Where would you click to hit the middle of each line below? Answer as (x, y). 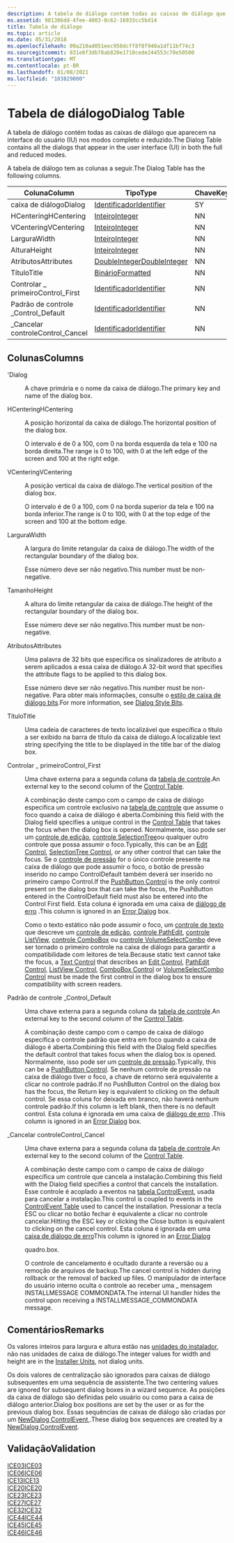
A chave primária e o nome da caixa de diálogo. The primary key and (123, 388)
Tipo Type (141, 193)
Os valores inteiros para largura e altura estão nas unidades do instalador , (113, 1346)
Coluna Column (49, 193)
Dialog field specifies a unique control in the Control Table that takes (123, 822)
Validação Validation (52, 1449)
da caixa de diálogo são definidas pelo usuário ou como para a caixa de (110, 1397)
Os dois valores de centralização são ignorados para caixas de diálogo (109, 1375)
